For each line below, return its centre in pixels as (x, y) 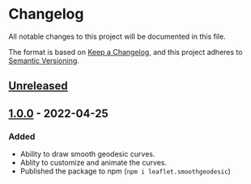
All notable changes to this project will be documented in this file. (117, 36)
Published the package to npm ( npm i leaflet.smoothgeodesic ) (125, 171)
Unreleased (38, 86)
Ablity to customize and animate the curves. (94, 163)
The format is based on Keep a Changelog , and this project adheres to (125, 52)
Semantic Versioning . (44, 61)
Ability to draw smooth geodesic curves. (87, 154)
